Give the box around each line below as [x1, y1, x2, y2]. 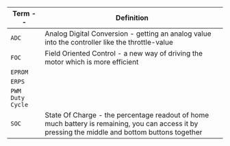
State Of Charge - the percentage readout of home [44, 110, 209, 119]
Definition [115, 13, 149, 23]
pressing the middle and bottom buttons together [44, 127, 203, 136]
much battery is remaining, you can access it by [44, 119, 199, 128]
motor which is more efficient [44, 58, 139, 66]
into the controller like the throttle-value [44, 38, 173, 47]
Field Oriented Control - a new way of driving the [44, 49, 203, 58]
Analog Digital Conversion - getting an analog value [44, 29, 212, 38]
